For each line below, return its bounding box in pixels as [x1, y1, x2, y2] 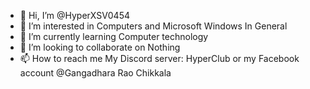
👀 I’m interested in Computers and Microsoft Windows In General [19, 20, 288, 32]
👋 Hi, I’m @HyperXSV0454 [19, 10, 131, 21]
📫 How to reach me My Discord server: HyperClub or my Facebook [19, 53, 300, 64]
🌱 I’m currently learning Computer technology [19, 31, 209, 42]
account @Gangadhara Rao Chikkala [19, 67, 172, 79]
